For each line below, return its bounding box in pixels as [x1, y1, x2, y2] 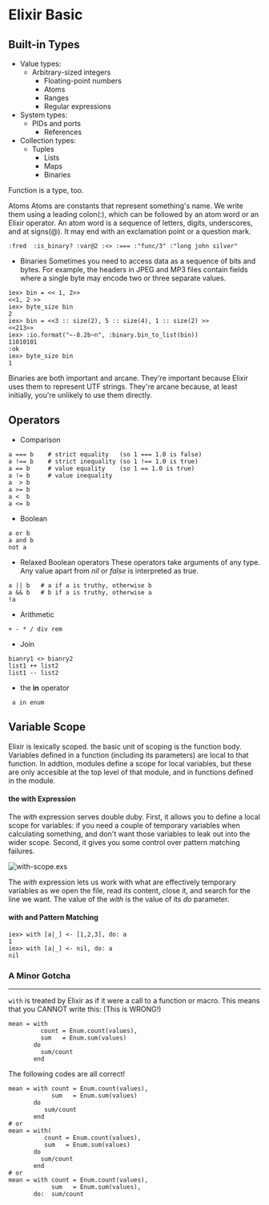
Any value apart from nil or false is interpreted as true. [19, 566, 199, 575]
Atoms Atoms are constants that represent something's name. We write [8, 201, 244, 210]
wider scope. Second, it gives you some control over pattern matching [8, 837, 240, 847]
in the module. [8, 775, 56, 785]
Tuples [31, 145, 54, 153]
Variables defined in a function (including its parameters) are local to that [8, 750, 249, 760]
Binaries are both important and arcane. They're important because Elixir [8, 374, 248, 382]
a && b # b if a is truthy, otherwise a [8, 588, 152, 596]
